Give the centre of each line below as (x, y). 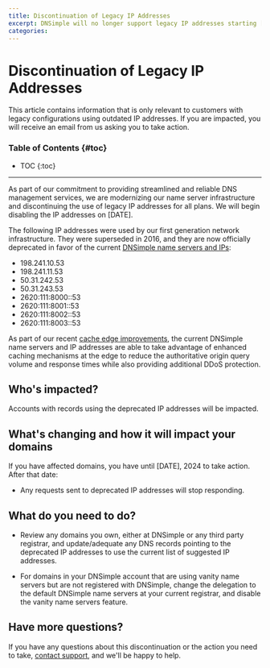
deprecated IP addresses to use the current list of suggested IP (125, 552)
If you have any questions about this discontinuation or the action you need (133, 646)
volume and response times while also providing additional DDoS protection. (135, 364)
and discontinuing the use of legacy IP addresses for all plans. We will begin (134, 205)
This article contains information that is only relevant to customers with (126, 110)
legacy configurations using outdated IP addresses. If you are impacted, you (135, 118)
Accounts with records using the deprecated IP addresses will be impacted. (133, 409)
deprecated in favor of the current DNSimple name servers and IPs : (120, 247)
